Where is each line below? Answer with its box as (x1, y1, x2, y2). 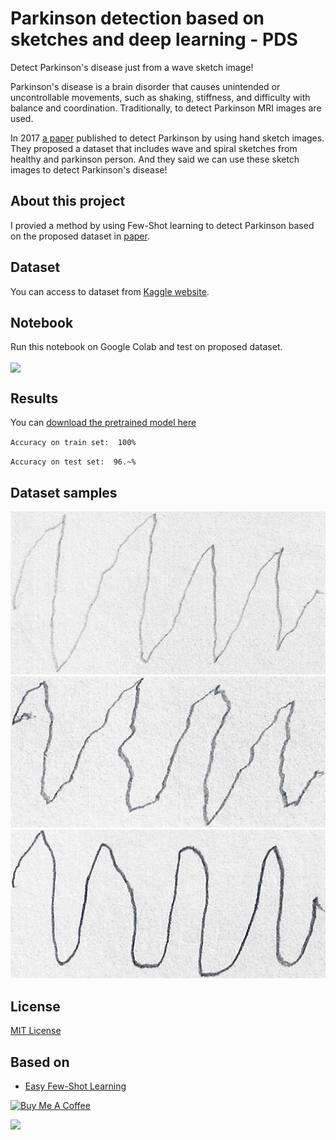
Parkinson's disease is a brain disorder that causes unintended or (10, 80, 281, 92)
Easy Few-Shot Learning (24, 1080, 127, 1092)
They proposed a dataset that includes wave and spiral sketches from (10, 142, 298, 154)
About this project (10, 193, 126, 210)
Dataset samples (10, 484, 118, 501)
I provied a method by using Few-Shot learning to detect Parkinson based (10, 219, 315, 231)
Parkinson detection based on (10, 7, 265, 30)
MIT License (10, 1025, 62, 1037)
